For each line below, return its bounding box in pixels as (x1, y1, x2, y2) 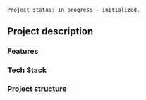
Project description (7, 25, 94, 38)
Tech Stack (7, 65, 47, 75)
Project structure (7, 84, 67, 94)
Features (7, 46, 39, 56)
